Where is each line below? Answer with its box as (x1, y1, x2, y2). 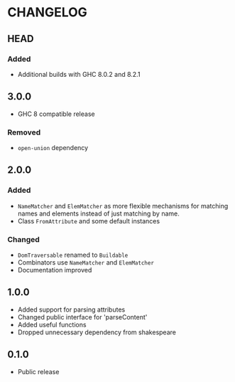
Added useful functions (17, 320, 87, 329)
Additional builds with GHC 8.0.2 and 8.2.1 (17, 70, 141, 78)
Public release (17, 367, 60, 376)
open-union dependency (17, 143, 89, 152)
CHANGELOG (7, 4, 87, 21)
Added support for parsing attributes (17, 305, 126, 314)
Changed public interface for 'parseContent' (17, 312, 148, 321)
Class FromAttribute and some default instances (17, 216, 160, 225)
